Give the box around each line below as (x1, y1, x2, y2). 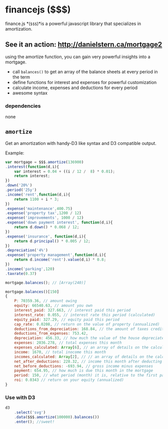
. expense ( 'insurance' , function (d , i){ (5, 234, 86, 239)
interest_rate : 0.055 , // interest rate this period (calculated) (14, 312, 155, 317)
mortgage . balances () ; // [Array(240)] (5, 280, 86, 285)
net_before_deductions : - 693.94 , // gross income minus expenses (14, 363, 153, 368)
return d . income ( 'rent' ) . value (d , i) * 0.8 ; (14, 257, 106, 262)
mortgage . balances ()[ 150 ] (5, 289, 59, 294)
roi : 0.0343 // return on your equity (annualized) (14, 377, 124, 382)
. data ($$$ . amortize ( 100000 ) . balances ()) (14, 414, 99, 420)
